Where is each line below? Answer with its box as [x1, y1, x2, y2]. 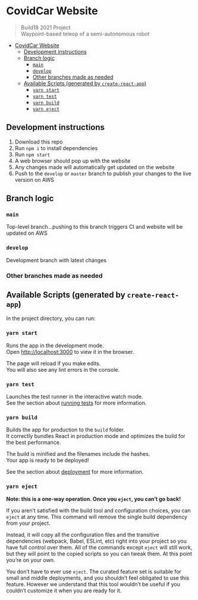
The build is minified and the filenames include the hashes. [6, 450, 150, 458]
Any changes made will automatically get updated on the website [14, 163, 175, 170]
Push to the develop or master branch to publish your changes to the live [14, 170, 191, 177]
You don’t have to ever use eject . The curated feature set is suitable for [6, 568, 181, 575]
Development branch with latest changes [6, 256, 107, 263]
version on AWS [14, 176, 55, 183]
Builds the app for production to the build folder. [6, 426, 125, 433]
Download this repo [14, 138, 63, 145]
